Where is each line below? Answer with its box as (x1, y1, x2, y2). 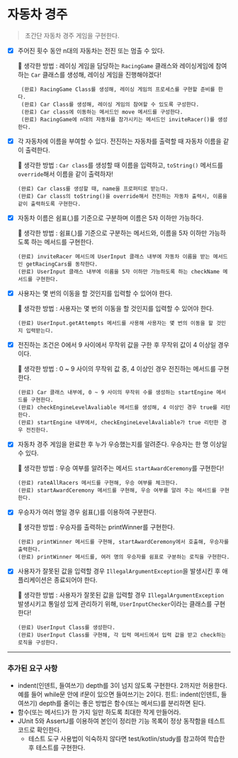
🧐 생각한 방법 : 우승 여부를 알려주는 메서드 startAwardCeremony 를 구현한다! (17, 464, 225, 473)
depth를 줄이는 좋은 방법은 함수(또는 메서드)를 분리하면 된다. (38, 698, 206, 707)
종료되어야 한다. (54, 576, 98, 584)
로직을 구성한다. (17, 639, 59, 647)
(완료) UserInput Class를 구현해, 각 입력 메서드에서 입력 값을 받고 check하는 (17, 632, 227, 639)
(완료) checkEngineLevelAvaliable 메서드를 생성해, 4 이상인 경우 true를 (17, 404, 218, 412)
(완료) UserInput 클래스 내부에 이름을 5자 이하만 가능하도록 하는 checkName (17, 268, 220, 275)
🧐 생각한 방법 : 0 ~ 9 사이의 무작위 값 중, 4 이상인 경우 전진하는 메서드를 (17, 365, 216, 373)
